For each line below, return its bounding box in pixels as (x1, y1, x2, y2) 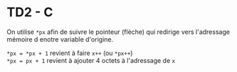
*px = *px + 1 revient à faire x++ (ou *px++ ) (6, 49, 133, 57)
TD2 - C (6, 4, 53, 20)
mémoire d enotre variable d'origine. (6, 35, 114, 43)
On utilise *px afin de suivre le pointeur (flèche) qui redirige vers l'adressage (6, 28, 231, 36)
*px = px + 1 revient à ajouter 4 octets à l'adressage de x (6, 56, 176, 64)
